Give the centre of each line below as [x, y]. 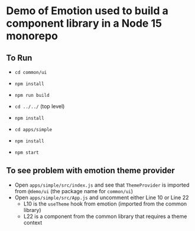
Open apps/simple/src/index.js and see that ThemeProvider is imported [102, 185]
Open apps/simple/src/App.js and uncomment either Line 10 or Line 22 [102, 197]
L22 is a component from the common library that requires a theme [105, 216]
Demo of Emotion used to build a [87, 11]
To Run [19, 58]
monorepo [32, 36]
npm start [27, 152]
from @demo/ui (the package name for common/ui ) [74, 191]
